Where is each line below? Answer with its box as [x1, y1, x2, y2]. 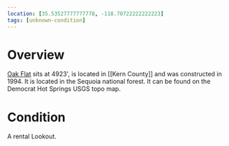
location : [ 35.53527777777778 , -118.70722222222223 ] [7, 10, 164, 17]
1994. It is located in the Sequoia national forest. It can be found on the [7, 78, 211, 86]
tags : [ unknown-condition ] [7, 17, 86, 24]
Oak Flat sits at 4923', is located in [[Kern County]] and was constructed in [7, 70, 222, 78]
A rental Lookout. [7, 132, 57, 140]
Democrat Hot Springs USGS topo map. [7, 85, 121, 93]
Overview [7, 47, 65, 63]
